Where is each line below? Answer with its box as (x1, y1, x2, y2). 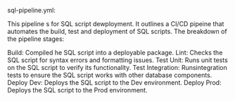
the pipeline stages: (7, 35, 65, 43)
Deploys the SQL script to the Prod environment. (7, 86, 148, 94)
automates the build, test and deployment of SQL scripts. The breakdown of (7, 28, 227, 35)
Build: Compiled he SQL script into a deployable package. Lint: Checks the (7, 49, 223, 57)
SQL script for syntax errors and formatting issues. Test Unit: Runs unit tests (7, 56, 229, 64)
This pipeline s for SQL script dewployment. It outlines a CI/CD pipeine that (7, 20, 224, 28)
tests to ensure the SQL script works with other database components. (7, 71, 212, 79)
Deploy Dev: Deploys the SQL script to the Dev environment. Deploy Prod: (7, 78, 222, 87)
